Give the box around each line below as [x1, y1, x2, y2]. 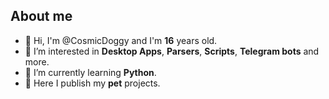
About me [10, 8, 73, 25]
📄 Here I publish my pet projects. [24, 77, 161, 89]
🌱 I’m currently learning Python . [24, 66, 157, 78]
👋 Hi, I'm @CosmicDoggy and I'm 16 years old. [24, 34, 218, 46]
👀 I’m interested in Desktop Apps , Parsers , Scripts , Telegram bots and [24, 45, 320, 57]
